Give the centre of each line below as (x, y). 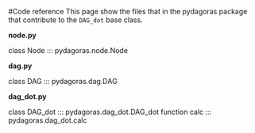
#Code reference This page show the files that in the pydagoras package (128, 11)
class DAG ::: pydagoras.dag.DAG (63, 81)
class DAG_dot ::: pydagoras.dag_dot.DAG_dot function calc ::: (110, 112)
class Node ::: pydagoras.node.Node (68, 50)
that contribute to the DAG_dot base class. (75, 20)
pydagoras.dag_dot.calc (48, 120)
